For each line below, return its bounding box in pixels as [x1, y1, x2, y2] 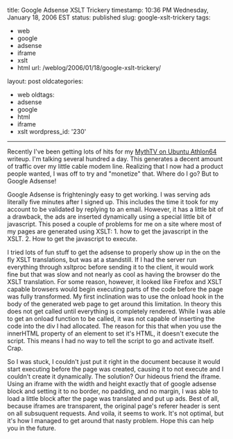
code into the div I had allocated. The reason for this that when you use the [7, 322, 222, 330]
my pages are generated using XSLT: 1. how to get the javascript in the [7, 227, 209, 235]
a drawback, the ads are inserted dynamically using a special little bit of [7, 213, 212, 221]
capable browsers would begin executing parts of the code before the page [7, 285, 223, 293]
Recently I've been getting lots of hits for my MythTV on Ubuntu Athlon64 [7, 147, 217, 156]
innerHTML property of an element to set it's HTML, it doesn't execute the [7, 329, 219, 338]
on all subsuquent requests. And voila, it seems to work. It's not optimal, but [7, 409, 224, 417]
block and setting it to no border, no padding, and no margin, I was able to [7, 387, 218, 395]
